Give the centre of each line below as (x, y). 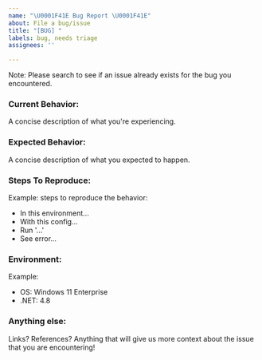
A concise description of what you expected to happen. (99, 160)
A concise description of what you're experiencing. (92, 121)
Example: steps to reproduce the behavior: (78, 198)
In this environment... (54, 213)
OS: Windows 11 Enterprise (64, 292)
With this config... (49, 222)
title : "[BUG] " (35, 30)
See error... (38, 239)
